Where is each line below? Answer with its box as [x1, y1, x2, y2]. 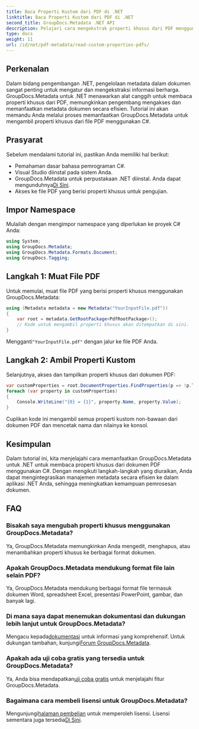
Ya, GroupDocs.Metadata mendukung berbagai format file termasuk [6, 584, 172, 592]
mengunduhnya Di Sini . [14, 181, 70, 188]
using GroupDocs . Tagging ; [6, 255, 70, 261]
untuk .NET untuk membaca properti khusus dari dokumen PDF [6, 461, 161, 468]
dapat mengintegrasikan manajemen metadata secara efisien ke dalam [6, 474, 179, 481]
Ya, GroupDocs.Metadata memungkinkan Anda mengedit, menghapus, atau [6, 542, 191, 549]
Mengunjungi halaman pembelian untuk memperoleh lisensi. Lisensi [6, 709, 170, 717]
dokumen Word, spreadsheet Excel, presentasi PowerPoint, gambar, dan [6, 590, 183, 598]
